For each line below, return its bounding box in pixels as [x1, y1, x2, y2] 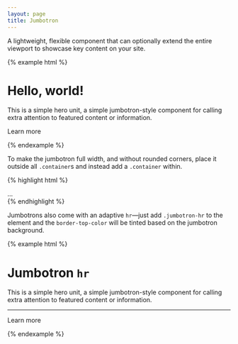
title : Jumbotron [7, 17, 59, 24]
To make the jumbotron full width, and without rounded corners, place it [7, 155, 217, 163]
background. [7, 226, 45, 235]
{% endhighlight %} [7, 197, 65, 206]
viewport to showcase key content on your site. [7, 44, 146, 52]
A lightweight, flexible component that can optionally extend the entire [7, 36, 212, 45]
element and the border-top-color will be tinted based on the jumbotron [7, 218, 217, 227]
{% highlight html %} [7, 176, 69, 184]
